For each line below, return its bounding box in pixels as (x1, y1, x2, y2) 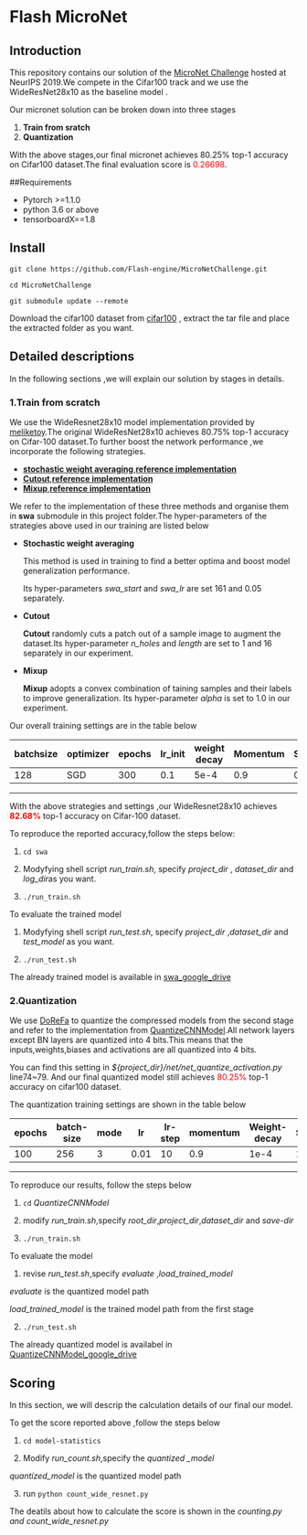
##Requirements (9, 176, 72, 187)
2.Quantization (9, 994, 78, 1007)
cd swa (22, 847, 48, 857)
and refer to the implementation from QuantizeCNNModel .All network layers (9, 1025, 295, 1036)
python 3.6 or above (22, 204, 100, 215)
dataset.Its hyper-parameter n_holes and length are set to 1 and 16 (22, 637, 272, 648)
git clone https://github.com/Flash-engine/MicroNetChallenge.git (9, 264, 268, 273)
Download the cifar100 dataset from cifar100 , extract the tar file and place (9, 313, 290, 324)
